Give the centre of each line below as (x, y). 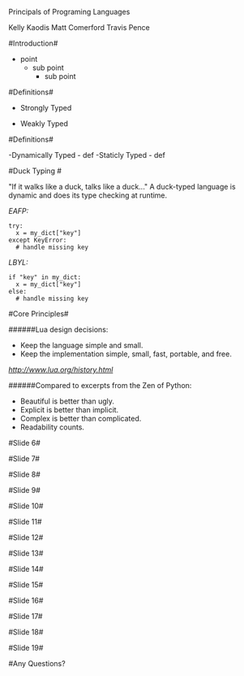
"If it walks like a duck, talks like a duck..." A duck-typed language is (122, 187)
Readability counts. (52, 427)
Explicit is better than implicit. (69, 410)
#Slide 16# (26, 600)
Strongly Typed (46, 108)
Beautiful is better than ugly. (67, 401)
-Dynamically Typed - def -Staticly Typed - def (87, 155)
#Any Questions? (37, 663)
